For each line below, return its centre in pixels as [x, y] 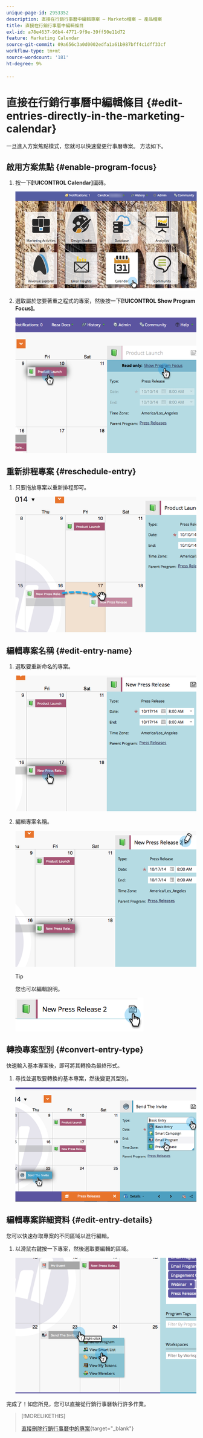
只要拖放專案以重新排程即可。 [52, 487]
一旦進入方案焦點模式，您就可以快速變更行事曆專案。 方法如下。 [86, 146]
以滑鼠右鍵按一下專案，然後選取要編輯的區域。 [73, 1248]
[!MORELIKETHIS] [43, 1416]
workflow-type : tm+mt [34, 51]
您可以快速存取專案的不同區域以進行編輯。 [59, 1236]
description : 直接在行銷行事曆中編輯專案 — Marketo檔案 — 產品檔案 [84, 19]
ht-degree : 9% [24, 63]
